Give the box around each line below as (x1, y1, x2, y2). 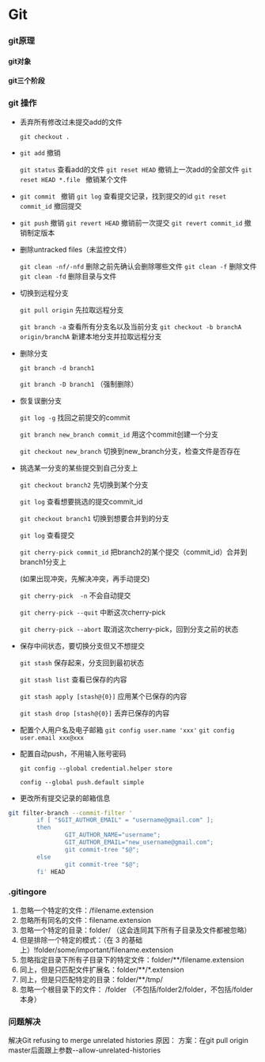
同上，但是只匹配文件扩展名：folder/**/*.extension (19, 965, 184, 974)
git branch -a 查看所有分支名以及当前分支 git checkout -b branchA (19, 322, 242, 331)
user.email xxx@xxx (19, 734, 85, 742)
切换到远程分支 (19, 288, 69, 297)
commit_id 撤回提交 (19, 201, 82, 210)
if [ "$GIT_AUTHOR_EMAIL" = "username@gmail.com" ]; (36, 816, 214, 824)
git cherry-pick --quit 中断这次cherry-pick (19, 607, 166, 617)
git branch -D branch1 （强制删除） (19, 379, 138, 388)
